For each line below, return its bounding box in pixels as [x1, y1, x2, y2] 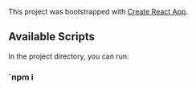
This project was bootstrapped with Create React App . [8, 7, 189, 16]
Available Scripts [8, 30, 95, 43]
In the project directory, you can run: [8, 51, 129, 61]
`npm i [8, 72, 34, 83]
